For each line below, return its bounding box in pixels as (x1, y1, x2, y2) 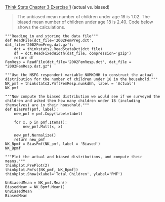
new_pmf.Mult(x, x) (23, 124, 63, 129)
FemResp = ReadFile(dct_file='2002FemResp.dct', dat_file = (5, 60, 132, 65)
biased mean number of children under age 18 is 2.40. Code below (17, 19, 153, 25)
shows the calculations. (17, 24, 66, 30)
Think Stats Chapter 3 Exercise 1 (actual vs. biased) (5, 4, 110, 10)
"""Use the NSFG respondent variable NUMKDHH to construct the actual (5, 72, 154, 77)
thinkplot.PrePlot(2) (5, 163, 50, 168)
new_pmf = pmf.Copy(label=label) (14, 111, 83, 116)
